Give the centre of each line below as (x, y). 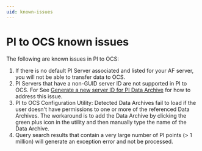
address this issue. (39, 96)
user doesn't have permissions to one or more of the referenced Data (103, 109)
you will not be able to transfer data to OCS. (70, 77)
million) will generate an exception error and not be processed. (94, 141)
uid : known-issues (30, 12)
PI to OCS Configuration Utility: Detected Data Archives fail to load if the (106, 102)
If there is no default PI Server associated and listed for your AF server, (104, 70)
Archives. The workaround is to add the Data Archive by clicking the (101, 115)
